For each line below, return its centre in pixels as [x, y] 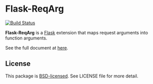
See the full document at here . [37, 48]
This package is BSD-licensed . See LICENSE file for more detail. [72, 76]
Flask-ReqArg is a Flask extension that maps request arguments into [76, 32]
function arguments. [26, 38]
